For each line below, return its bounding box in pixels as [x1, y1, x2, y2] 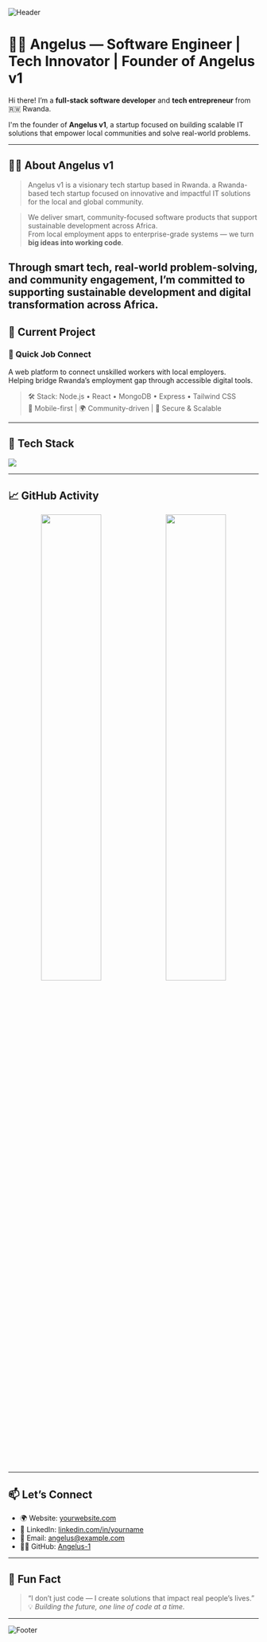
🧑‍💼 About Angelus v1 [8, 159, 114, 173]
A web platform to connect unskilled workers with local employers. [8, 367, 226, 376]
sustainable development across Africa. [27, 220, 158, 230]
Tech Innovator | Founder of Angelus [8, 53, 256, 71]
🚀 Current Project [8, 325, 96, 338]
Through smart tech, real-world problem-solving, [8, 261, 258, 275]
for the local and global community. [27, 197, 145, 206]
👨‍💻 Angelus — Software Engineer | [8, 36, 241, 53]
